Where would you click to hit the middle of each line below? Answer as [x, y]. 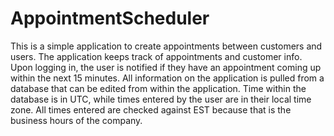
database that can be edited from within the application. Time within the [158, 88]
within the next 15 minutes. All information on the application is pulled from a [167, 78]
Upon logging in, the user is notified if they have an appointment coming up [166, 67]
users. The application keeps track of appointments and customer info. [156, 56]
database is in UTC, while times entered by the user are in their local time [161, 99]
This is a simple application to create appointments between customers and [166, 46]
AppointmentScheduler [110, 18]
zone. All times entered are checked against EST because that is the [151, 109]
